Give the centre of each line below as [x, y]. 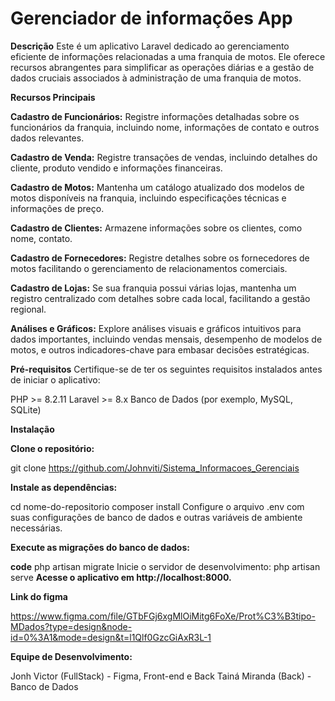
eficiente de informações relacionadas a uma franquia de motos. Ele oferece [168, 56]
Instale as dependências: [64, 487]
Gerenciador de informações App [151, 18]
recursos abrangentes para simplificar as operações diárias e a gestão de [162, 67]
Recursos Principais [53, 97]
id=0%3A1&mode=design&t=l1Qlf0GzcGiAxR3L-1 [111, 637]
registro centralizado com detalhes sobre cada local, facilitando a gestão [160, 298]
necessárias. [36, 528]
